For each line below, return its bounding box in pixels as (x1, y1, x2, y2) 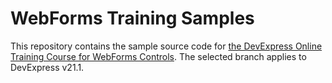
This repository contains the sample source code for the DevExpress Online (10, 40, 323, 52)
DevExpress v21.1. (10, 61, 85, 73)
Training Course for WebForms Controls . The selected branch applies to (10, 50, 307, 62)
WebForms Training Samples (10, 7, 255, 30)
